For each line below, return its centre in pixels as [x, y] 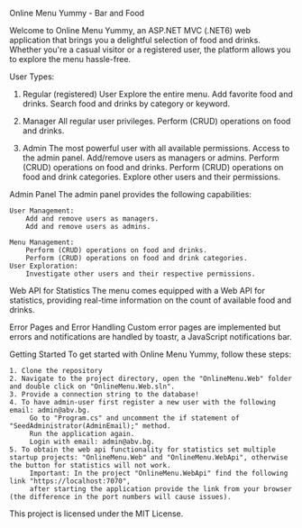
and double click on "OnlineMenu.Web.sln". [92, 387]
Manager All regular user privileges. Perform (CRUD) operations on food [156, 121]
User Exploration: [44, 266]
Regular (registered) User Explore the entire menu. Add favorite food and [157, 94]
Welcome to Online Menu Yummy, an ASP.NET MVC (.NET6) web [130, 30]
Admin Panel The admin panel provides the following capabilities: [131, 194]
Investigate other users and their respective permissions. [141, 274]
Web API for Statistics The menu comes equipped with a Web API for [137, 291]
